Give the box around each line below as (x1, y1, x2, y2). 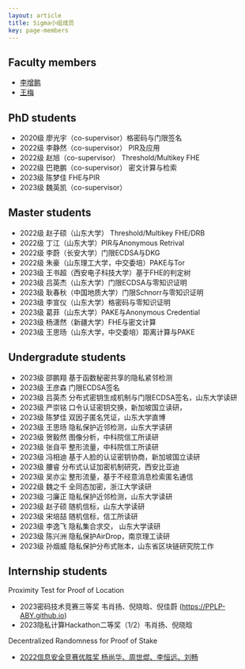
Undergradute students (8, 350, 126, 365)
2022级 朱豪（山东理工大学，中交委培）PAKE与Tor (19, 258, 186, 267)
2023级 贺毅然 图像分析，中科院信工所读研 (19, 432, 160, 442)
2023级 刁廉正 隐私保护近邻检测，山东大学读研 (19, 491, 173, 501)
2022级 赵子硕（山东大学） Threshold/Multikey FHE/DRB (19, 227, 205, 238)
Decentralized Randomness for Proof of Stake (8, 636, 158, 646)
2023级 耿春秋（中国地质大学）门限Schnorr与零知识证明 (19, 287, 204, 297)
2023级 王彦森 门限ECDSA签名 (19, 382, 120, 392)
